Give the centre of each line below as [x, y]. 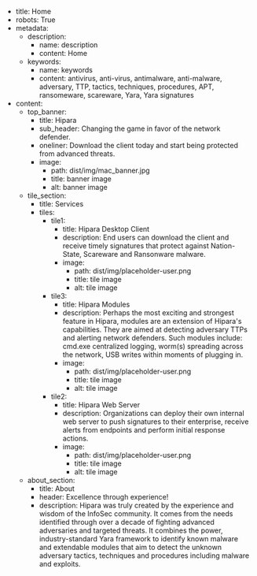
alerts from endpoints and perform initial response [144, 430]
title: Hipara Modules [96, 304]
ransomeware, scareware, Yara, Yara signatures [116, 95]
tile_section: [47, 195]
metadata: [32, 28]
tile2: [59, 396]
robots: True [35, 20]
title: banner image [81, 179]
